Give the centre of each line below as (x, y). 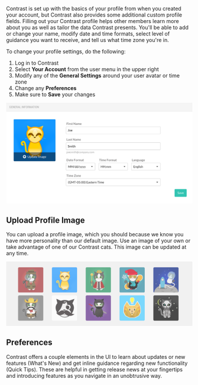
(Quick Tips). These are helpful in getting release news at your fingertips (95, 369)
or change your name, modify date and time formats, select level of (88, 34)
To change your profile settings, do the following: (66, 52)
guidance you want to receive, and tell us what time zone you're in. (88, 40)
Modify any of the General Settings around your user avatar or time (97, 76)
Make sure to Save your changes (55, 94)
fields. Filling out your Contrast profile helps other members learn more (92, 21)
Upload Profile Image (46, 220)
